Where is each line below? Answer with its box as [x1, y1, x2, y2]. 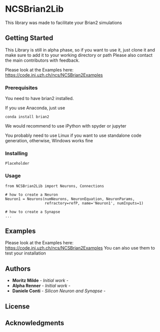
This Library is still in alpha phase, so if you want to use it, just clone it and [5, 47, 156, 52]
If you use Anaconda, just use [5, 105, 65, 111]
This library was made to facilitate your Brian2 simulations [5, 20, 122, 26]
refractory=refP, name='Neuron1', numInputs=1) [44, 201, 144, 205]
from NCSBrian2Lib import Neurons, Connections [5, 183, 105, 188]
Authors [5, 264, 31, 273]
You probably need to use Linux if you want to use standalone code [5, 132, 141, 138]
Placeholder [5, 161, 29, 166]
